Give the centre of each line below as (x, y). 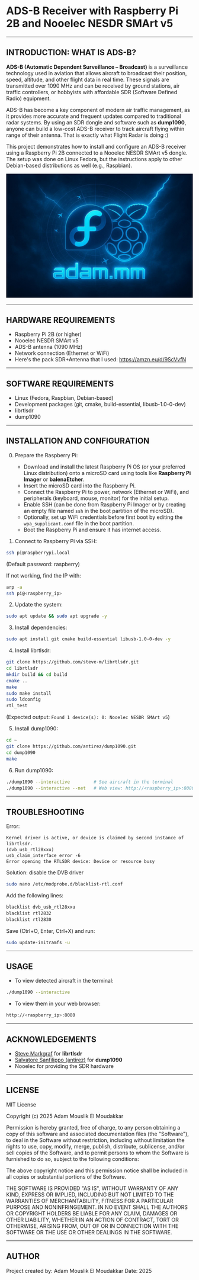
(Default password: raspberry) (43, 564)
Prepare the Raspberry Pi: (46, 455)
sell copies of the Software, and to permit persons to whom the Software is (98, 1153)
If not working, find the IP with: (44, 575)
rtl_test (17, 706)
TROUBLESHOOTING (45, 812)
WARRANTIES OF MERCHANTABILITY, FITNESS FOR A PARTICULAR (90, 1201)
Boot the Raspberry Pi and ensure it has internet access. (92, 530)
